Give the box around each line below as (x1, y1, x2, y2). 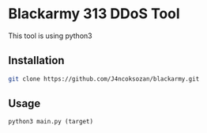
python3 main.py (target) (8, 118, 93, 126)
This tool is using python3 (8, 31, 92, 40)
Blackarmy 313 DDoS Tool (8, 5, 180, 23)
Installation (8, 54, 65, 67)
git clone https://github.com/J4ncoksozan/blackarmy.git (8, 74, 200, 83)
